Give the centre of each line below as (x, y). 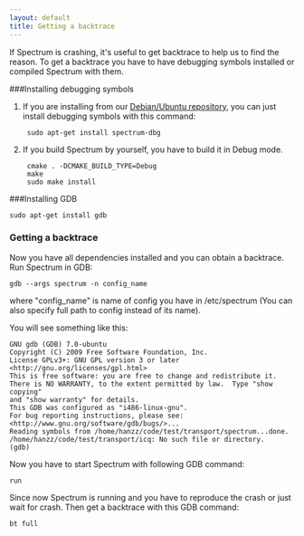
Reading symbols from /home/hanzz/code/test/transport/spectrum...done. (149, 431)
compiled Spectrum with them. (66, 71)
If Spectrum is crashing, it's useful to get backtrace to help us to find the (144, 52)
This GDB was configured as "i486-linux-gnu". (99, 407)
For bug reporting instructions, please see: (96, 416)
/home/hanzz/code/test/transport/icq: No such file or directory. (137, 439)
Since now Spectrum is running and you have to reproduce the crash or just (150, 497)
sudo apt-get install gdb (58, 215)
